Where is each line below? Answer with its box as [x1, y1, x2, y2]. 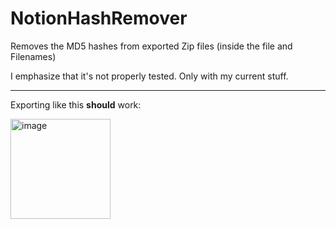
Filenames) [10, 50, 57, 62]
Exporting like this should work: [10, 98, 142, 111]
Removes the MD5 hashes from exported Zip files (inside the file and [10, 40, 293, 52]
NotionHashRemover [10, 7, 188, 30]
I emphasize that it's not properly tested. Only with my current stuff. [10, 70, 289, 82]
